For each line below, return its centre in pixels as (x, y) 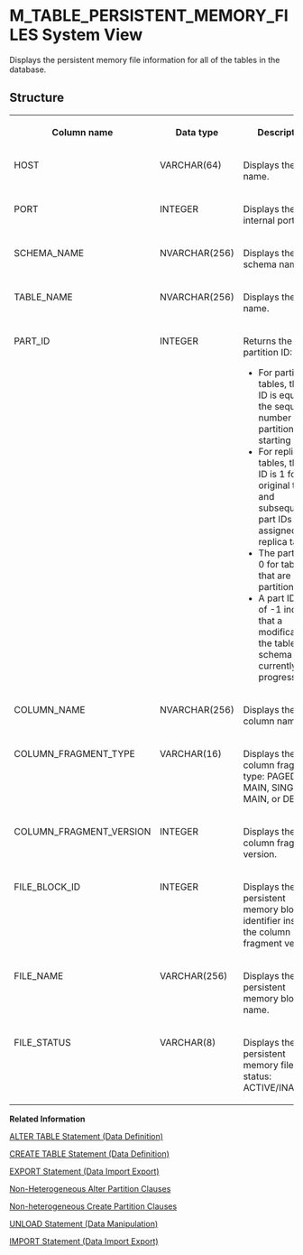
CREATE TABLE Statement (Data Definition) (89, 1153)
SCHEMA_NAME (49, 253)
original (274, 485)
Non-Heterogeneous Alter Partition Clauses (90, 1188)
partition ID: (268, 352)
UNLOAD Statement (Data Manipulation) (84, 1223)
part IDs (275, 519)
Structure (37, 98)
